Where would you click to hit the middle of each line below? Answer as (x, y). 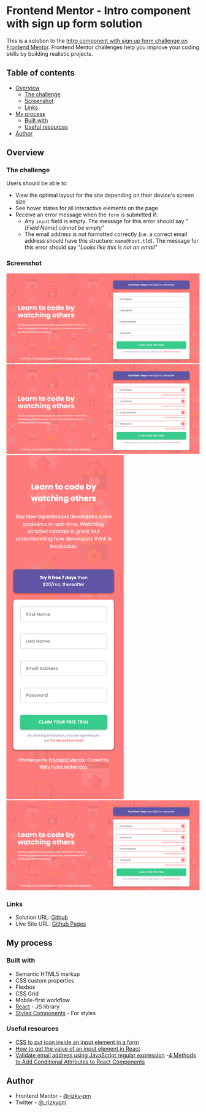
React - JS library (37, 1007)
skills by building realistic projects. (50, 53)
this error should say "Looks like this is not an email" (91, 247)
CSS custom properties (45, 980)
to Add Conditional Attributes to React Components (80, 1062)
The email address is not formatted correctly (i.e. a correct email (106, 234)
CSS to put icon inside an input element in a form (77, 1042)
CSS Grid (27, 993)
